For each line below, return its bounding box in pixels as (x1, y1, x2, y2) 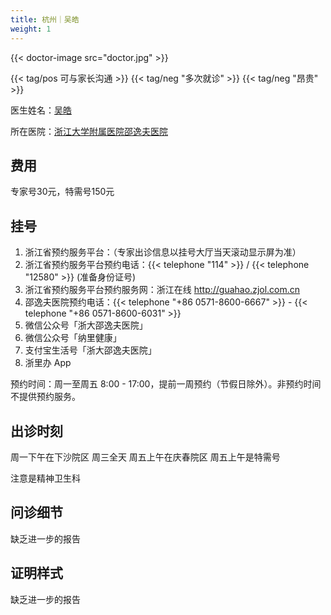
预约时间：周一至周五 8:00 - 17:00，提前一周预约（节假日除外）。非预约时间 (10, 378, 322, 390)
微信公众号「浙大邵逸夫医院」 (24, 319, 148, 331)
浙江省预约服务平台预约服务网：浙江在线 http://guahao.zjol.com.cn (24, 284, 301, 296)
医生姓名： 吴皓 (10, 104, 72, 116)
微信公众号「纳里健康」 (24, 332, 122, 344)
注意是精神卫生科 (10, 472, 81, 484)
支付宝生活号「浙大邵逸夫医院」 (24, 344, 157, 356)
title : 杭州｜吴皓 (10, 14, 80, 25)
